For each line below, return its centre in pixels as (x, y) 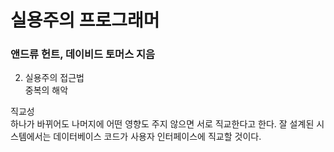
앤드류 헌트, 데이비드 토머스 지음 (83, 54)
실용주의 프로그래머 (85, 20)
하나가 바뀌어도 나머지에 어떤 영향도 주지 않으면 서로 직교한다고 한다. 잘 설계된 (162, 124)
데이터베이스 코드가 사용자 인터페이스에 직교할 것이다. (157, 137)
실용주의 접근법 (54, 78)
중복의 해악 (46, 90)
